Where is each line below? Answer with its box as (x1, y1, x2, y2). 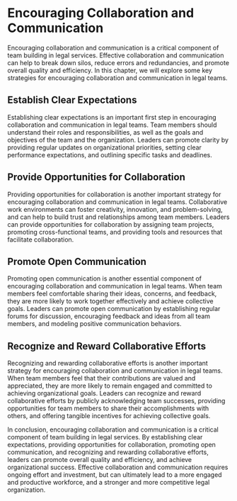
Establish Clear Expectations (7, 94, 137, 106)
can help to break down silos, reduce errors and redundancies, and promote (7, 58, 230, 67)
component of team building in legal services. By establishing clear (7, 433, 203, 441)
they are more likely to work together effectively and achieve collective (7, 297, 214, 305)
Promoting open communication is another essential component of (7, 274, 202, 283)
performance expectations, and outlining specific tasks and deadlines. (7, 150, 212, 159)
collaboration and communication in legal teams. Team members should (7, 120, 217, 129)
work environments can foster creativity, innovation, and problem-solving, (7, 205, 223, 213)
